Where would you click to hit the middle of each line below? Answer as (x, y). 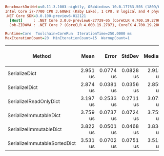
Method (42, 56)
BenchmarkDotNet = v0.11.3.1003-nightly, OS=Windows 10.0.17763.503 (74, 7)
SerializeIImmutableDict (35, 129)
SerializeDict (22, 73)
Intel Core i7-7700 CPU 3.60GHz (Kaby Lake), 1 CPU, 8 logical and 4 (77, 11)
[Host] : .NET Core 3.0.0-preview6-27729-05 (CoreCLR (70, 20)
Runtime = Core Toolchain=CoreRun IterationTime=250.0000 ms (69, 34)
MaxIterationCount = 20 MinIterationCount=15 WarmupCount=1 (68, 38)
